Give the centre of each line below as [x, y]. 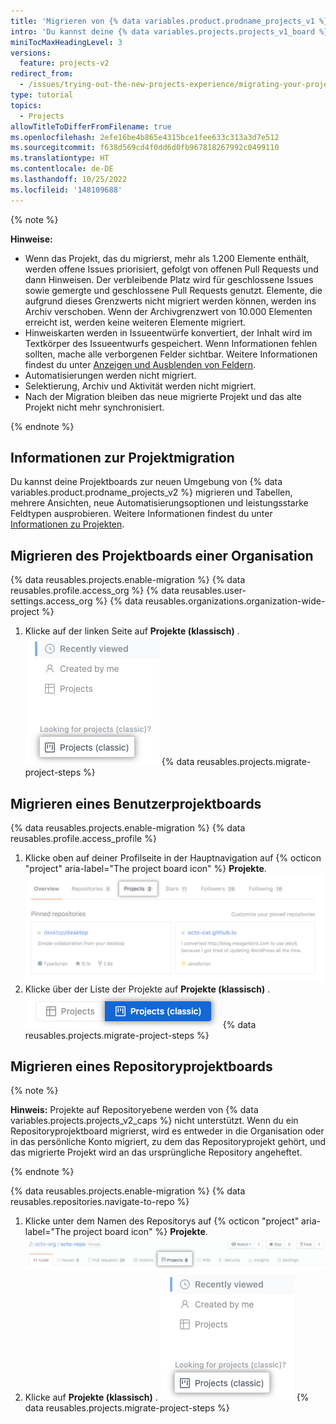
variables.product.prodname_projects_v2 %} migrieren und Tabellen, [151, 492]
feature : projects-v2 [64, 63]
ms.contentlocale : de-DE [62, 169]
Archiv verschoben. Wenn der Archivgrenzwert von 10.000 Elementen [168, 311]
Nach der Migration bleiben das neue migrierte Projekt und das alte [163, 396]
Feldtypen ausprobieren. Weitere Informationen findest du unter [141, 514]
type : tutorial [42, 95]
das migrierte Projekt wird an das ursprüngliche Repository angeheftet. [156, 1152]
